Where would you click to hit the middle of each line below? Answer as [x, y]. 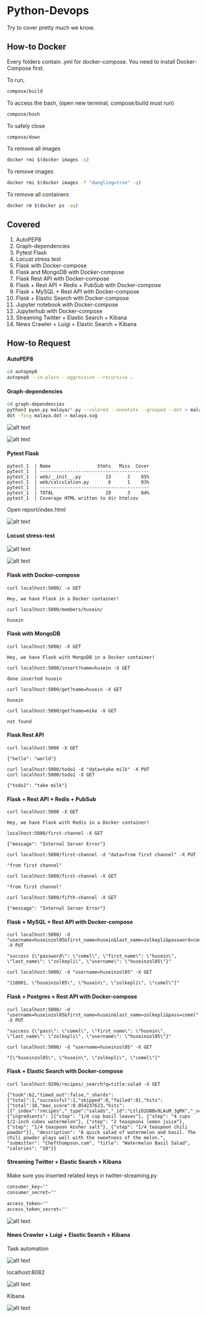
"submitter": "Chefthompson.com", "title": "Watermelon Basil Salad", [99, 1143]
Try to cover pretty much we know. [51, 28]
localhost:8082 [26, 1272]
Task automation [28, 1248]
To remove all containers [38, 195]
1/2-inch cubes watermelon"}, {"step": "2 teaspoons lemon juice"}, [96, 1121]
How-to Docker [37, 47]
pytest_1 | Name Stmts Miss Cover [78, 466]
